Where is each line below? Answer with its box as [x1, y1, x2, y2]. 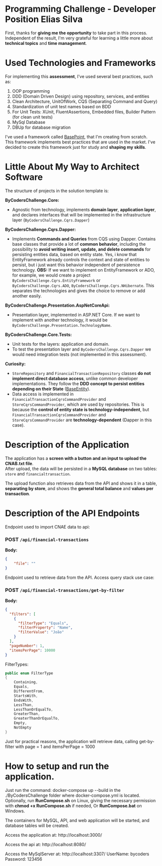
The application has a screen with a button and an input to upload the [5, 455, 147, 461]
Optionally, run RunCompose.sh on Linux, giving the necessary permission [5, 797, 156, 803]
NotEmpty [14, 725, 32, 730]
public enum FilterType [5, 670, 54, 676]
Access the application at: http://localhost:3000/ [5, 832, 102, 838]
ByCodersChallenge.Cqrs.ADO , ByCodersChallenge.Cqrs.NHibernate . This [12, 282, 155, 288]
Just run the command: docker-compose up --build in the [5, 787, 121, 793]
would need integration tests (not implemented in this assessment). [12, 351, 147, 357]
